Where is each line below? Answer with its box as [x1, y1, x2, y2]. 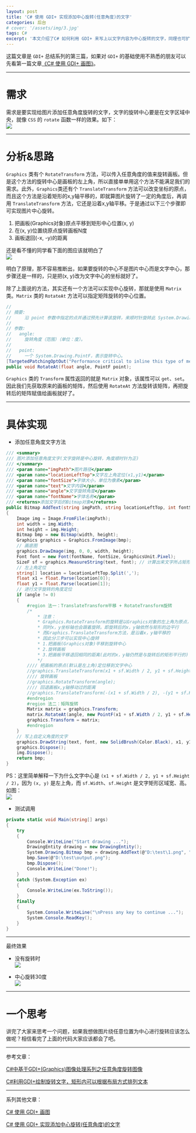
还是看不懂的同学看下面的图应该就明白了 [6, 247, 103, 254]
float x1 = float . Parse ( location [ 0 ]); [16, 576, 111, 581]
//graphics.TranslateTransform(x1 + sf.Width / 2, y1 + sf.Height [27, 668, 192, 674]
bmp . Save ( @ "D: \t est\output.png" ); [27, 855, 111, 861]
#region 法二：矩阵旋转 [27, 701, 79, 707]
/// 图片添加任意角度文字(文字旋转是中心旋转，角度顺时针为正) [6, 455, 139, 462]
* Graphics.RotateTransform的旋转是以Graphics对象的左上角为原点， [37, 619, 191, 625]
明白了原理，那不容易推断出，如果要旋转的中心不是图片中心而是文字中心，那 [6, 265, 190, 272]
